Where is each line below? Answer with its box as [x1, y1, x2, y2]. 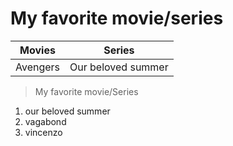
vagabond [24, 115, 67, 127]
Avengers [15, 60, 61, 74]
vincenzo [24, 126, 63, 138]
